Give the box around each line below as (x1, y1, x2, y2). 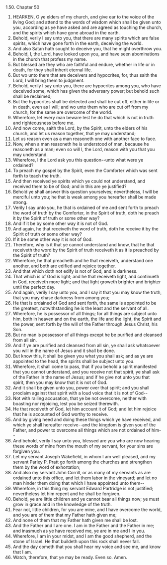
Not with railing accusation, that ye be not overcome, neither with (12, 395, 147, 401)
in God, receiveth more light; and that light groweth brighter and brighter (12, 279, 161, 285)
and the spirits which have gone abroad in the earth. (12, 30, 120, 35)
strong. (12, 199, 28, 205)
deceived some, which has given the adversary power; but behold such (12, 88, 160, 94)
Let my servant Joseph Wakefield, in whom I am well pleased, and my (12, 454, 156, 459)
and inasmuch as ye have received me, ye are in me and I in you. (12, 528, 146, 534)
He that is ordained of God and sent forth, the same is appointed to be (12, 300, 157, 306)
